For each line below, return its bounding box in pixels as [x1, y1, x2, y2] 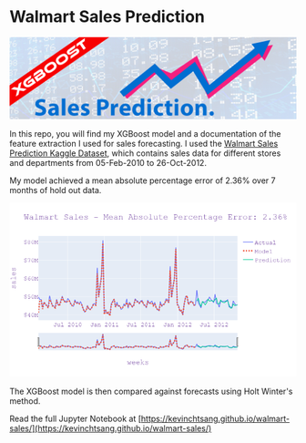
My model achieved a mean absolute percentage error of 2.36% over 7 [9, 175, 276, 186]
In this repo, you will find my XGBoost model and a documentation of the [9, 128, 281, 139]
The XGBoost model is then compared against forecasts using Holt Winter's [9, 386, 293, 397]
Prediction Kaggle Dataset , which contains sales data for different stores [9, 148, 281, 159]
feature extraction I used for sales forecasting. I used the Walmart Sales [9, 138, 279, 149]
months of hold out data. [9, 184, 102, 195]
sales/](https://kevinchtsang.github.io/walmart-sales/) [9, 423, 212, 434]
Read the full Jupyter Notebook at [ [9, 413, 142, 425]
